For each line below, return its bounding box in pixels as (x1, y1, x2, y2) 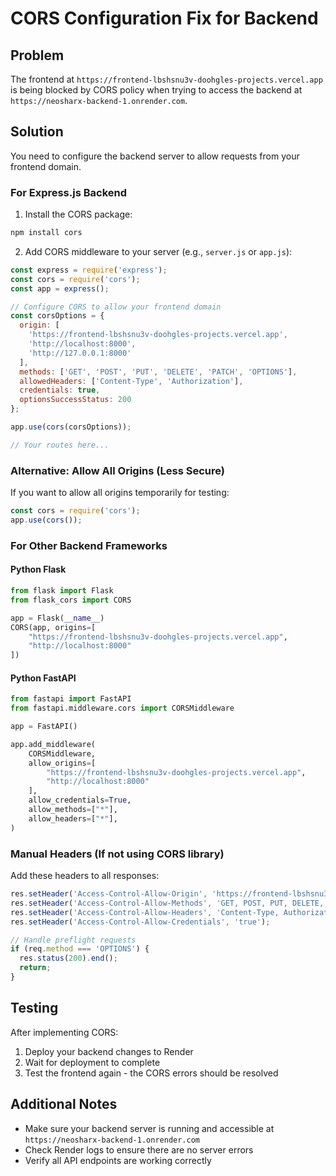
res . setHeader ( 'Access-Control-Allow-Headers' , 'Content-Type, (10, 907, 280, 917)
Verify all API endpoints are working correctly (24, 1154, 212, 1166)
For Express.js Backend (10, 185, 128, 199)
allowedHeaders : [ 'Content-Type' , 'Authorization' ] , (19, 376, 244, 386)
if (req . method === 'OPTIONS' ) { (10, 944, 150, 954)
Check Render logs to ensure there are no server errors (24, 1143, 254, 1156)
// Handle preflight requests (10, 935, 137, 945)
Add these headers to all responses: (10, 870, 160, 882)
